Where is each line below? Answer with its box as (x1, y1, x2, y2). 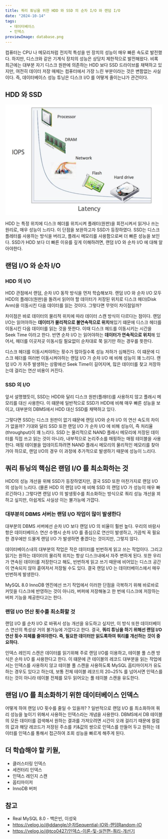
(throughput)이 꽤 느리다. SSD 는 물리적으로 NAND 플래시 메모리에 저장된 (5, 429, 150, 435)
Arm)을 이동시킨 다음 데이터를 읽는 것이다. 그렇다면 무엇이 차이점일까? (5, 303, 141, 309)
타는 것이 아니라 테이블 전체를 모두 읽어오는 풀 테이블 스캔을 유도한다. (5, 674, 140, 680)
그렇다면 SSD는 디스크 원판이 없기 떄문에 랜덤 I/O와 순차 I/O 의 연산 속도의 (5, 417, 150, 423)
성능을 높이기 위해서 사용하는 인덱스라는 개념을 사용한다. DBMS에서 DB (10, 711, 149, 717)
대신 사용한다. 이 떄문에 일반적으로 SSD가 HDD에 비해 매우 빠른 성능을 (18, 400, 155, 406)
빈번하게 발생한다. (5, 571, 40, 577)
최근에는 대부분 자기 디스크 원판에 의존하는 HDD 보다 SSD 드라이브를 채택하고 (5, 62, 157, 68)
